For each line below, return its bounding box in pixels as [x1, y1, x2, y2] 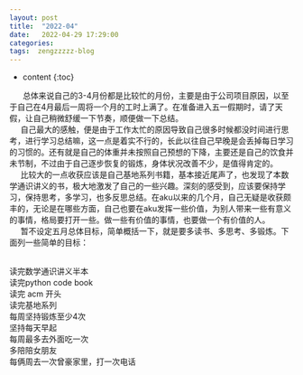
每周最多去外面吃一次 [9, 333, 88, 344]
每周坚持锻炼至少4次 [9, 311, 87, 322]
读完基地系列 [9, 300, 57, 311]
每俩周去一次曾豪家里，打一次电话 [9, 356, 136, 367]
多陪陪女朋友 [9, 345, 57, 356]
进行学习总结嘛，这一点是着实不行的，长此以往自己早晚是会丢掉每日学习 [24, 136, 294, 146]
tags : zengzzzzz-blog [9, 47, 95, 56]
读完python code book [9, 277, 93, 288]
